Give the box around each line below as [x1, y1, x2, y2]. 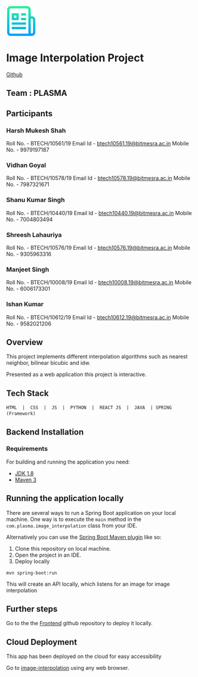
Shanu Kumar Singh [6, 196, 65, 204]
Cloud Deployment [6, 637, 78, 647]
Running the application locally [6, 493, 124, 504]
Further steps [6, 604, 58, 614]
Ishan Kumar [6, 300, 44, 309]
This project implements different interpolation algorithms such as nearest [6, 353, 188, 360]
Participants [6, 108, 52, 119]
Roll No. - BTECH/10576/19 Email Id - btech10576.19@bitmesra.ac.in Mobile [6, 244, 191, 251]
